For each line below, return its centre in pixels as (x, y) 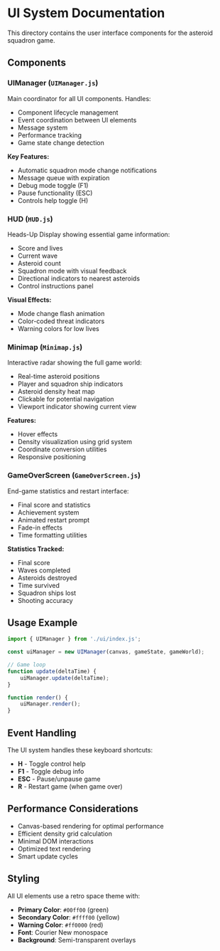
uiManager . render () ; (50, 704)
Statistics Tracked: (36, 549)
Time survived (39, 585)
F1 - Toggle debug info (51, 772)
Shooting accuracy (45, 600)
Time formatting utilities (52, 535)
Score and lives (40, 248)
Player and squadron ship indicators (70, 384)
